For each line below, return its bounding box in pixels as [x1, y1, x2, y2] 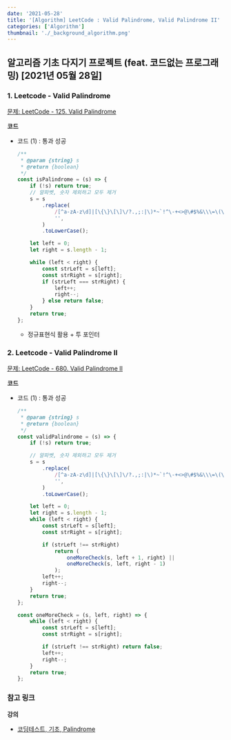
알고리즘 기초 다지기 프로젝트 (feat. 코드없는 [7, 57, 184, 68]
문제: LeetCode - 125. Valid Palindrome [7, 107, 117, 115]
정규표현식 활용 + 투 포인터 [27, 330, 100, 339]
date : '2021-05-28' [7, 10, 63, 17]
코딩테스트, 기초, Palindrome [17, 725, 96, 733]
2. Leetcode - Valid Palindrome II [7, 348, 118, 357]
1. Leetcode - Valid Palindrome [7, 91, 111, 100]
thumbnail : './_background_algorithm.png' [7, 29, 131, 37]
